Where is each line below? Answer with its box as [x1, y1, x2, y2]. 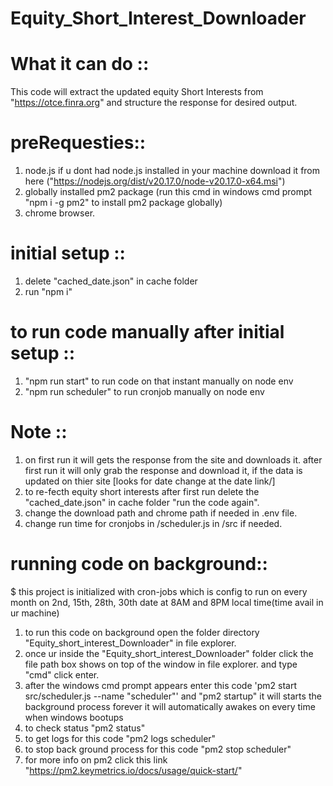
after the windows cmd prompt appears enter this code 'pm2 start [24, 679, 298, 691]
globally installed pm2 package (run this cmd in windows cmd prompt [24, 186, 313, 198]
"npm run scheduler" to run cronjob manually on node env [24, 385, 265, 397]
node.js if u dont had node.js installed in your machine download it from [24, 165, 321, 177]
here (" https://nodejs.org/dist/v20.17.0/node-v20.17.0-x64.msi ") [24, 175, 286, 187]
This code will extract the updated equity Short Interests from [10, 86, 264, 98]
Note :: [10, 421, 68, 444]
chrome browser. [24, 207, 96, 219]
